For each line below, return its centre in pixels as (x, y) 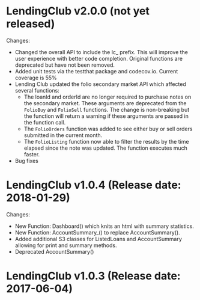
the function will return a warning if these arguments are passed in (106, 116)
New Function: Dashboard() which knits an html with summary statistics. (104, 226)
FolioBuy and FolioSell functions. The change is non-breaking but (107, 109)
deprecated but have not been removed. (65, 65)
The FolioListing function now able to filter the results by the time (106, 141)
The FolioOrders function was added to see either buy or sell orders (108, 129)
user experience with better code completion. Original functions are (99, 58)
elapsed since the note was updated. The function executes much (106, 148)
